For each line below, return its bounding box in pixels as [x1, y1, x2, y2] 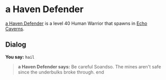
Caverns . [5, 25, 25, 31]
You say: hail [5, 54, 35, 60]
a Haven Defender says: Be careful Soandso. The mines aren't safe [17, 63, 161, 69]
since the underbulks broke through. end [17, 69, 104, 75]
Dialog [5, 41, 27, 49]
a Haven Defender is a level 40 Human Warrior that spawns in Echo [5, 20, 148, 26]
